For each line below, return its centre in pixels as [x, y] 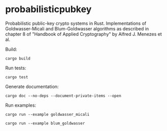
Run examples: [21, 105]
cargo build [18, 58]
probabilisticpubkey [48, 9]
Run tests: [16, 68]
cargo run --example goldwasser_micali [47, 114]
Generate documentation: [32, 86]
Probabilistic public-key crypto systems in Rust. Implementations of [76, 23]
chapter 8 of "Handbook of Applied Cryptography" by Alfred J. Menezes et [84, 34]
